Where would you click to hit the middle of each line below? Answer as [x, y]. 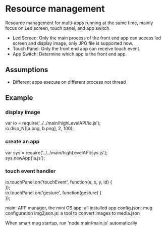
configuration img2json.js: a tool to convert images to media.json [73, 213]
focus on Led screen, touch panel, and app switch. [58, 28]
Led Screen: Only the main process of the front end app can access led [87, 38]
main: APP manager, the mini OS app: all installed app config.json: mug [79, 208]
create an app [22, 142]
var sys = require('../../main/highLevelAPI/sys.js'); [56, 152]
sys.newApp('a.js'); [25, 158]
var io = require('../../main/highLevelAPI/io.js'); [53, 123]
